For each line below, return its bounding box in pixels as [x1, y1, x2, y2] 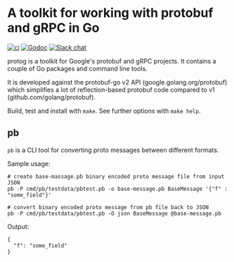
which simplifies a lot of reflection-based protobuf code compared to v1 [7, 85, 216, 94]
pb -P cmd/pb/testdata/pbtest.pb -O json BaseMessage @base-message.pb [7, 210, 221, 217]
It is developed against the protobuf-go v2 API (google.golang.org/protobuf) [7, 77, 228, 86]
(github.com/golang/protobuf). [7, 93, 96, 101]
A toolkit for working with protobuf [7, 5, 214, 21]
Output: [7, 222, 30, 230]
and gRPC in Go [7, 20, 100, 36]
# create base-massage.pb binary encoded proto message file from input [7, 173, 225, 180]
